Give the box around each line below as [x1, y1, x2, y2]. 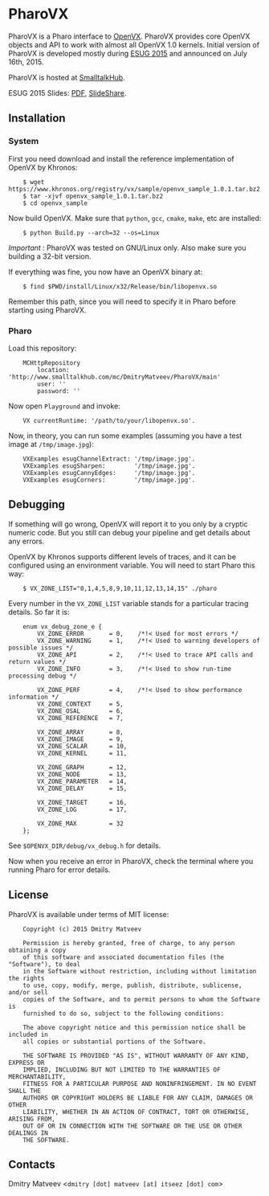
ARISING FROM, [8, 1115, 56, 1123]
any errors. [8, 536, 45, 546]
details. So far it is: [8, 607, 70, 616]
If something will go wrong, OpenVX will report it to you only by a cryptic [8, 519, 248, 529]
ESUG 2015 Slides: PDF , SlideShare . [8, 88, 127, 97]
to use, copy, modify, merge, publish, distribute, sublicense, [22, 981, 243, 989]
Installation [8, 112, 66, 125]
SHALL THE [8, 1087, 42, 1095]
